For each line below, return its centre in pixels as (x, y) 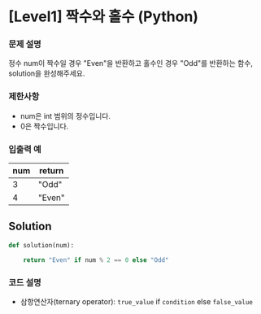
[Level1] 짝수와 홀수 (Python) (104, 17)
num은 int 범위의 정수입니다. (65, 116)
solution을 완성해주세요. (47, 73)
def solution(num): (41, 245)
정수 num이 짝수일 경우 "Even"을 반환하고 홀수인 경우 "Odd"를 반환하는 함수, (131, 63)
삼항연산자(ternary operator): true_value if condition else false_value (137, 301)
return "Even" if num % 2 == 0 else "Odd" (96, 260)
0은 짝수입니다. (44, 126)
